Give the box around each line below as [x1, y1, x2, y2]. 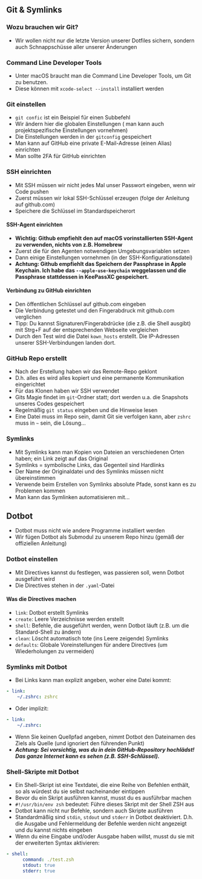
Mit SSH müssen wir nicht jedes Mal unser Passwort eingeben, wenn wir [15, 181, 196, 188]
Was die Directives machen [6, 595, 77, 603]
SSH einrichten [6, 168, 51, 176]
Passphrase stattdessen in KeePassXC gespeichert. [15, 273, 149, 280]
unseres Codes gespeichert [15, 400, 85, 408]
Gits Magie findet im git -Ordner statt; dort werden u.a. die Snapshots [15, 394, 189, 401]
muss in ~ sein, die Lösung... [15, 419, 86, 426]
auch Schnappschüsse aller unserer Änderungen [15, 43, 137, 50]
